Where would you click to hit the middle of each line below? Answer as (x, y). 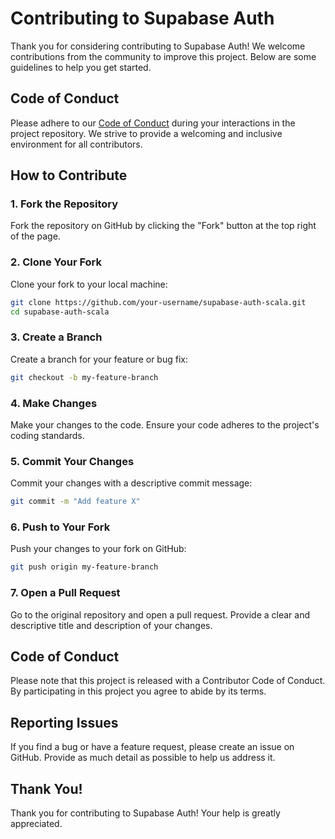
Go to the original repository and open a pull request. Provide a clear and (160, 614)
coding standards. (47, 435)
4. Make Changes (54, 403)
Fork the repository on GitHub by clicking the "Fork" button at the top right (163, 226)
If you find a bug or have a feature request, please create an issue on (152, 747)
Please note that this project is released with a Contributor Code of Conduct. (168, 681)
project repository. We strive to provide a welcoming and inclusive (146, 133)
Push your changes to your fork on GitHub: (98, 549)
